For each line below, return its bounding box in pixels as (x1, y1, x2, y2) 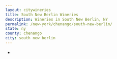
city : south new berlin (5, 36, 56, 41)
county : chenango (5, 31, 42, 36)
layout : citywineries (5, 7, 51, 13)
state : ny (5, 26, 26, 31)
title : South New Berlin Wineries (5, 12, 79, 17)
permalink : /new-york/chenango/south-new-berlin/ (5, 21, 113, 27)
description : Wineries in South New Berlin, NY (5, 17, 108, 22)
